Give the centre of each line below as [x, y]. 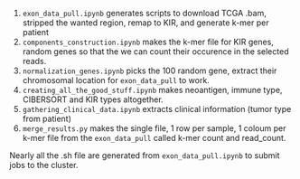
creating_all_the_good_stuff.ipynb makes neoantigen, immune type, [152, 90]
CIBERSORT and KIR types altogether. [93, 99]
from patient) [47, 118]
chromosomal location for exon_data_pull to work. [116, 80]
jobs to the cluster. [44, 165]
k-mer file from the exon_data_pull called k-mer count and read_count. [154, 138]
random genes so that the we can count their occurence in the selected [155, 52]
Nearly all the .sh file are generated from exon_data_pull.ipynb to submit [145, 155]
